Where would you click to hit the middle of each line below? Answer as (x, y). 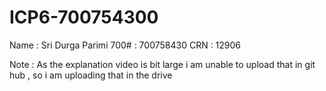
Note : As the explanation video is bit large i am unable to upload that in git (162, 64)
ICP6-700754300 (84, 17)
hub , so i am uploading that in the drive (91, 75)
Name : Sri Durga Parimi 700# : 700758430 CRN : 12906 (125, 45)
